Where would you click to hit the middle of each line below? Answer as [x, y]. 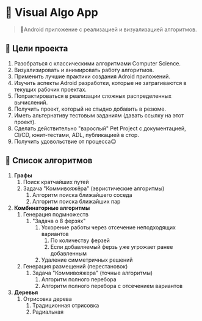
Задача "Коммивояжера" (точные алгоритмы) [92, 273]
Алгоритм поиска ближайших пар [76, 201]
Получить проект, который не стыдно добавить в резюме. [90, 109]
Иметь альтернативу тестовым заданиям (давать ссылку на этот [99, 115]
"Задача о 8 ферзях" [59, 221]
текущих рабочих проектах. [50, 89]
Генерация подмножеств [56, 214]
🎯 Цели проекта [37, 49]
